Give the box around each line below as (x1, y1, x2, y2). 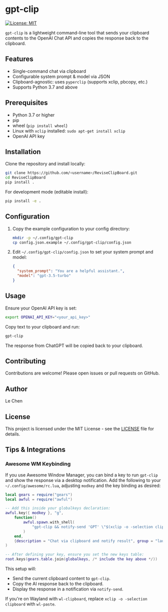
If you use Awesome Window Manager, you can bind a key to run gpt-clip (5, 471, 158, 478)
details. (5, 431, 20, 437)
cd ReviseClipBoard (5, 175, 46, 180)
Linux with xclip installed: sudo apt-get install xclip (12, 127, 125, 133)
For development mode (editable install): (5, 189, 88, 194)
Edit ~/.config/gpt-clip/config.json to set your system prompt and (12, 249, 153, 255)
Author (5, 384, 27, 393)
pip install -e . (5, 198, 41, 203)
